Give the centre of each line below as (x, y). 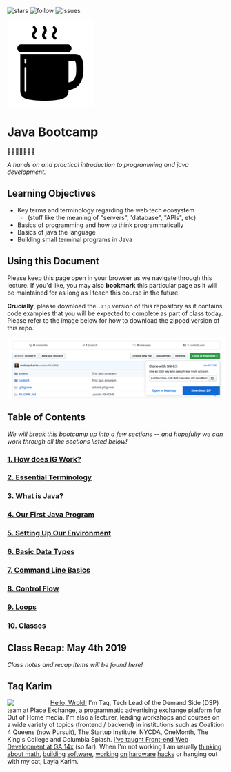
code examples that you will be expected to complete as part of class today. (115, 313)
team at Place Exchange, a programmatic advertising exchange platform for (114, 710)
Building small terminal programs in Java (75, 239)
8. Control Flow (33, 588)
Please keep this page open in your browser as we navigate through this (110, 278)
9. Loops (22, 607)
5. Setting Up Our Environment (59, 533)
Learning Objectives (52, 194)
